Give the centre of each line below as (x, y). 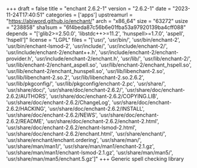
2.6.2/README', (25, 121)
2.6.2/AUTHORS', (27, 96)
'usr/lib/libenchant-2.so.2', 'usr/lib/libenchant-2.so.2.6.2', (75, 77)
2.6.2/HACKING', (27, 109)
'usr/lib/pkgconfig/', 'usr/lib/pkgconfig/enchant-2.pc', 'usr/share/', (86, 84)
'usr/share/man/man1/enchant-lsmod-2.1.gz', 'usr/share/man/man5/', (90, 152)
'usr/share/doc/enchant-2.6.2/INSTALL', (96, 109)
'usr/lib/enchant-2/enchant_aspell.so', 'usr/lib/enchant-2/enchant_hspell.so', (99, 65)
